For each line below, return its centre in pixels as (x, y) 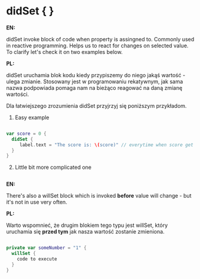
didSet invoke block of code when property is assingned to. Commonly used (100, 39)
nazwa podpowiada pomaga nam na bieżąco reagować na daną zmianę (94, 87)
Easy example (32, 117)
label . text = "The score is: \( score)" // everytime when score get (107, 145)
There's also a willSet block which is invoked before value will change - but (99, 196)
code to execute (37, 259)
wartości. (18, 94)
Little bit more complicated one (53, 167)
